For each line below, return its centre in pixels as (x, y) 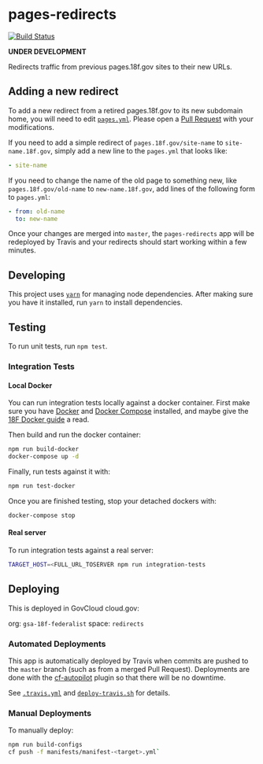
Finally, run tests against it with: (59, 471)
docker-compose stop (42, 515)
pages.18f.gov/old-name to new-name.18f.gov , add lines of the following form (132, 188)
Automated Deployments (57, 644)
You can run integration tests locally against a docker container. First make (129, 403)
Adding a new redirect (64, 92)
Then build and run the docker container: (75, 435)
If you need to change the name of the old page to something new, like (123, 180)
